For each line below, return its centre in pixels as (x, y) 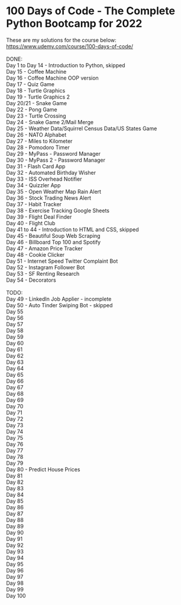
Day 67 (15, 387)
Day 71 (14, 412)
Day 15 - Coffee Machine (36, 71)
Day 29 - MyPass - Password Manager (54, 153)
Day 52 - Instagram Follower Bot (46, 267)
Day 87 (15, 513)
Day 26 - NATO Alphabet (36, 134)
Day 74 (15, 431)
